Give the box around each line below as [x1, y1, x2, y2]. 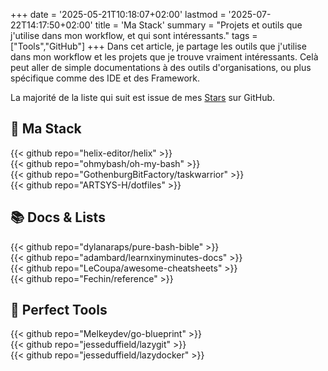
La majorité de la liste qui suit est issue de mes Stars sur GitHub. [10, 92, 276, 103]
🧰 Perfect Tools [10, 302, 108, 319]
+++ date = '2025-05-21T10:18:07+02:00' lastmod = [10, 9, 227, 20]
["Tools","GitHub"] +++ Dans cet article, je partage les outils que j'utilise [10, 40, 307, 52]
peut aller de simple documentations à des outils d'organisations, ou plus [10, 62, 312, 73]
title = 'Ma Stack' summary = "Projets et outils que [94, 19, 303, 31]
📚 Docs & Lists [10, 209, 106, 226]
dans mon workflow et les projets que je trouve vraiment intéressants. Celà [10, 51, 319, 63]
